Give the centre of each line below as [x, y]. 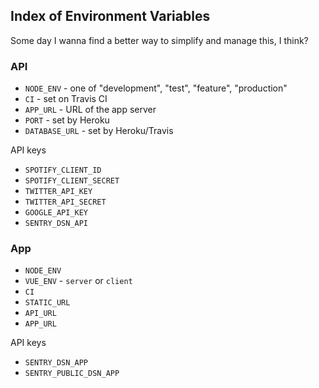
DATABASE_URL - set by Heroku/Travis [99, 131]
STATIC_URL [47, 303]
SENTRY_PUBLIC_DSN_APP [72, 374]
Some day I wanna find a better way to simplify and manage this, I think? [159, 40]
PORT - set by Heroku [67, 120]
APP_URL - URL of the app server [90, 110]
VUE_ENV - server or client [78, 281]
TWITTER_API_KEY [58, 192]
